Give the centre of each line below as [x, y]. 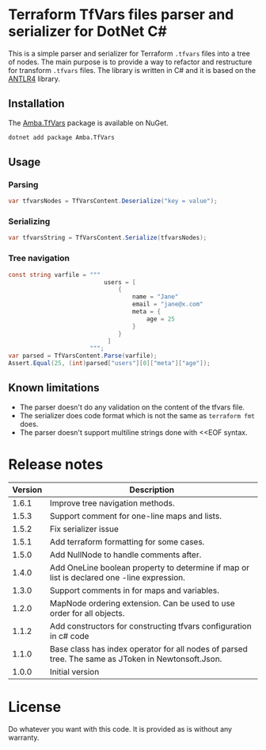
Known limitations [54, 388]
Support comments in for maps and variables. [135, 590]
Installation [36, 104]
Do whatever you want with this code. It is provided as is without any [120, 729]
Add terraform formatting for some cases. [127, 541]
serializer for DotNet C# [88, 31]
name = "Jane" [155, 297]
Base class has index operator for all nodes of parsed [149, 648]
